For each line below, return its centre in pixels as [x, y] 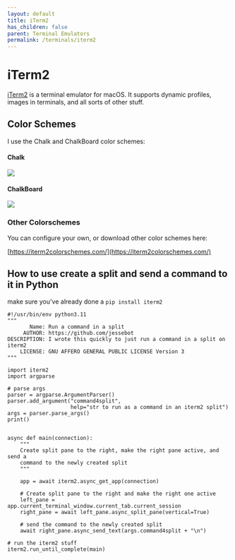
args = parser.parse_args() [49, 414]
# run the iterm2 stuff [42, 543]
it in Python [33, 284]
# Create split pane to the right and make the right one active [118, 494]
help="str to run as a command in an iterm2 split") [150, 407]
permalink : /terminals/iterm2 [52, 40]
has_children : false [38, 27]
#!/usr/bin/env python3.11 [47, 315]
